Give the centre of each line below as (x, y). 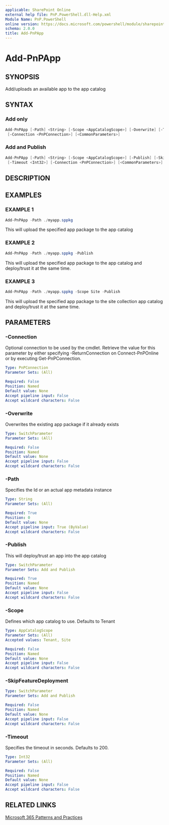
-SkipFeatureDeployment (37, 681)
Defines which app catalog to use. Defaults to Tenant (60, 621)
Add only (17, 119)
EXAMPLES (23, 195)
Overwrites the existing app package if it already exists (62, 424)
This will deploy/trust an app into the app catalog (56, 556)
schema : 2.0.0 (20, 29)
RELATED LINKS (31, 805)
